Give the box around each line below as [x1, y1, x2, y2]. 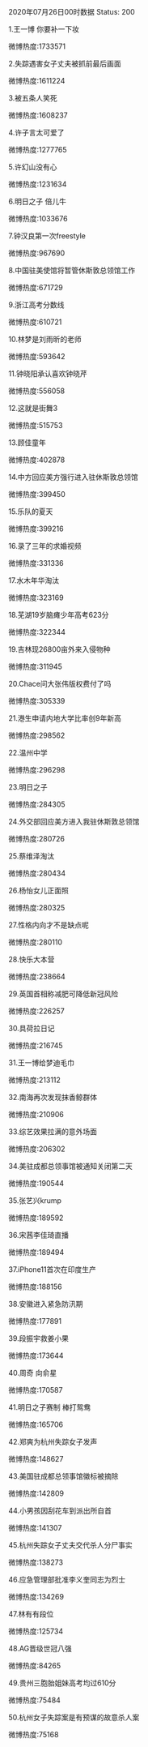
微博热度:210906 [8, 1110, 65, 1119]
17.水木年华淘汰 [8, 576, 59, 585]
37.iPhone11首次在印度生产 [8, 1265, 97, 1274]
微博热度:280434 [8, 868, 66, 878]
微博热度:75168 [8, 1730, 59, 1739]
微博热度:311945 [8, 662, 63, 671]
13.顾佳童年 [8, 438, 47, 447]
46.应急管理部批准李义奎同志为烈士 [8, 1575, 126, 1584]
